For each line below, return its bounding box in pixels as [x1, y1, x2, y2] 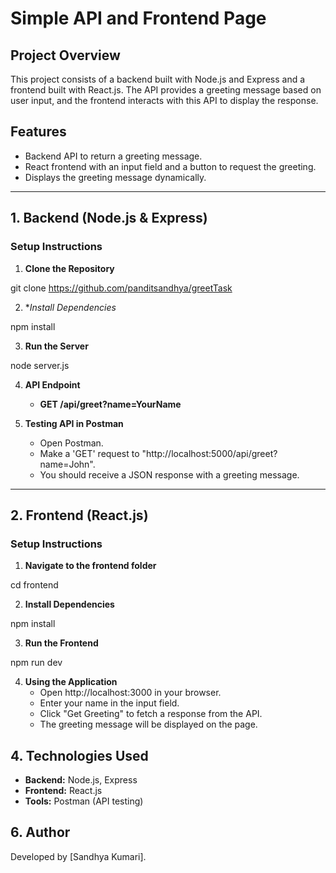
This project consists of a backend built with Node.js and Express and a [10, 73, 306, 85]
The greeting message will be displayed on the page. [39, 718, 258, 731]
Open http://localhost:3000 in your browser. [39, 687, 222, 699]
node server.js [10, 359, 70, 371]
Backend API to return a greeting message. [24, 150, 203, 162]
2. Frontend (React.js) [10, 507, 149, 524]
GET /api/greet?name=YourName [39, 398, 182, 410]
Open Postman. [39, 437, 104, 449]
